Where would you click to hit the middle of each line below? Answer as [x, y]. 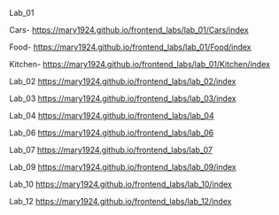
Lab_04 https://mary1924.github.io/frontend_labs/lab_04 [112, 115]
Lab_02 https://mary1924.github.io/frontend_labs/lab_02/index [123, 81]
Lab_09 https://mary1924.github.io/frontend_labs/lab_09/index [123, 167]
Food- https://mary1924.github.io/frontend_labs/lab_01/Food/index [130, 47]
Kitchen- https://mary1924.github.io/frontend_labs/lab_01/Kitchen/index [139, 64]
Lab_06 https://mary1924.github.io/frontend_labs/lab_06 [112, 133]
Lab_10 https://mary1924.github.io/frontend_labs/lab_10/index [120, 184]
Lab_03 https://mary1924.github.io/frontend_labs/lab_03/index [123, 98]
